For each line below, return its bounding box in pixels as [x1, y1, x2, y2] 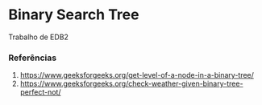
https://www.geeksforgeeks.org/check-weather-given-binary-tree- [19, 79, 243, 89]
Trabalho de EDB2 [8, 32, 69, 42]
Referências [8, 52, 57, 63]
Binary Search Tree [8, 6, 139, 24]
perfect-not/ [19, 87, 61, 97]
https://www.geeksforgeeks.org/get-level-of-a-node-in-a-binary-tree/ [19, 71, 254, 80]
